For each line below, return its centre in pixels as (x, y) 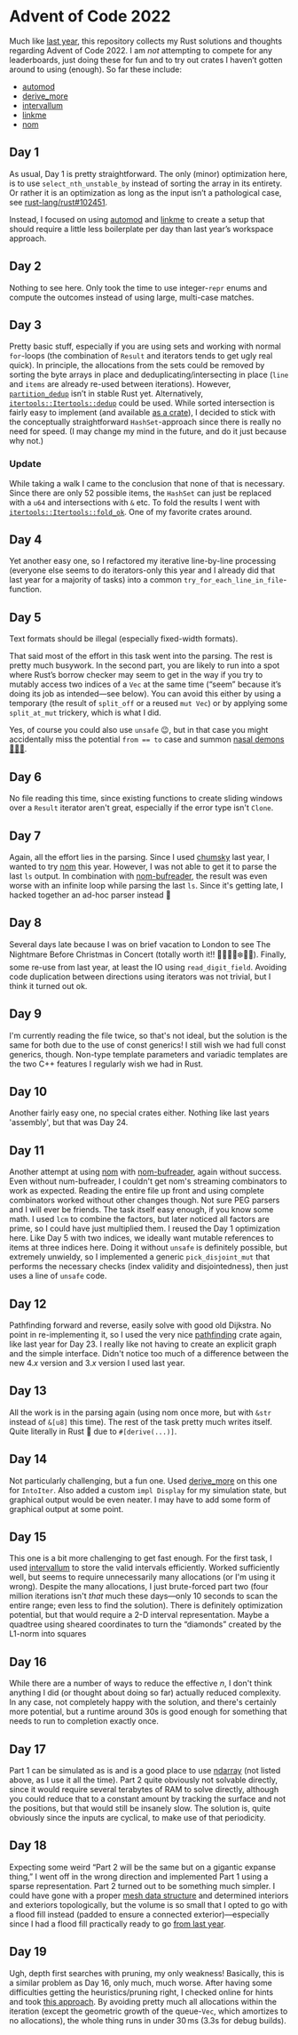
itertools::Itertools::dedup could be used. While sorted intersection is (142, 403)
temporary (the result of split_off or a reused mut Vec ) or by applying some (149, 704)
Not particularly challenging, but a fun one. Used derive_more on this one (143, 1480)
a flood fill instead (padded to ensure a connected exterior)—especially (139, 1914)
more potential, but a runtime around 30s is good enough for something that (148, 1712)
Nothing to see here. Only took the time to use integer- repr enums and (138, 287)
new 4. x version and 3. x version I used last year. (97, 1363)
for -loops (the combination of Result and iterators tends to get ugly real (141, 356)
